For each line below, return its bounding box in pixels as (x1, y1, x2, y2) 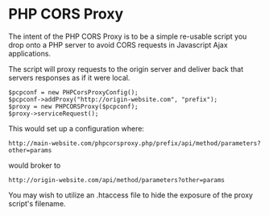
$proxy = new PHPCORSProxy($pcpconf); (8, 102, 139, 110)
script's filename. (8, 198, 66, 208)
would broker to (8, 160, 61, 170)
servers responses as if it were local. (8, 73, 130, 82)
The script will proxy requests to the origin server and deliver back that (8, 64, 244, 73)
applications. (8, 48, 51, 58)
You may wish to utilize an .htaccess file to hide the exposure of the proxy (8, 190, 254, 200)
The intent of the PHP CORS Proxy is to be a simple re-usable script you (8, 31, 247, 41)
